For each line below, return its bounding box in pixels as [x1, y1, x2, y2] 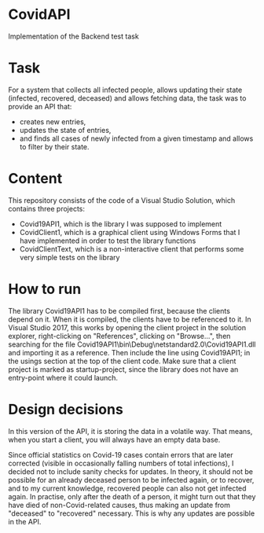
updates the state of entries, [19, 125, 112, 134]
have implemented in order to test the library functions [19, 236, 196, 245]
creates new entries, [19, 116, 86, 127]
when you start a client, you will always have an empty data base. [8, 435, 221, 444]
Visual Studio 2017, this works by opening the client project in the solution [8, 322, 247, 332]
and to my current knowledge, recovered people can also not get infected [8, 483, 247, 493]
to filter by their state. [19, 142, 90, 151]
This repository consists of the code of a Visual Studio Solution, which [8, 195, 236, 205]
